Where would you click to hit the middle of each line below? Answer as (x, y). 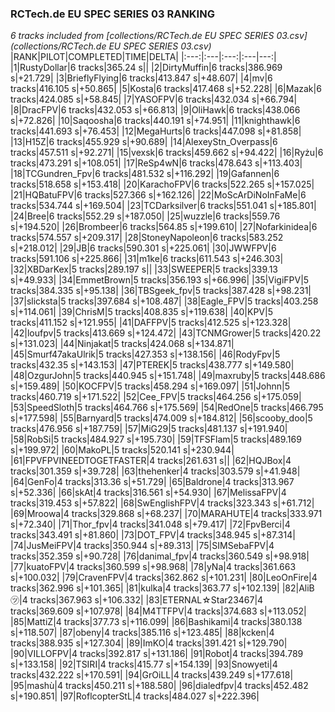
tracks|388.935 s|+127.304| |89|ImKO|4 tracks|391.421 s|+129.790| (149, 643)
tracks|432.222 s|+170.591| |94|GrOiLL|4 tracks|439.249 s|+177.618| (152, 675)
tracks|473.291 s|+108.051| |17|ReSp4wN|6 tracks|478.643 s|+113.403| (156, 163)
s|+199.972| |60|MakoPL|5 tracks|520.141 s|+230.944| (122, 450)
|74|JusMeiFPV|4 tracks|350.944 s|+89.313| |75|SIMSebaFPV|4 (142, 546)
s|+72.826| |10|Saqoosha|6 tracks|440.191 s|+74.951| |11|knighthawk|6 (155, 121)
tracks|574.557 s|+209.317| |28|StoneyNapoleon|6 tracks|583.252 (147, 238)
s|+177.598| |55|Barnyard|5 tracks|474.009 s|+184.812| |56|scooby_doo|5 (161, 418)
